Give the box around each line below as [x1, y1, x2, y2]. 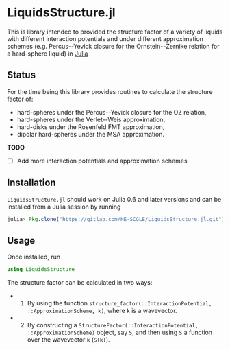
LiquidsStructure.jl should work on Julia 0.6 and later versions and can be [7, 195, 222, 203]
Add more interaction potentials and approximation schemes [16, 156, 188, 165]
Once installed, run [7, 253, 60, 261]
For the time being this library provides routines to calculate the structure [7, 87, 214, 95]
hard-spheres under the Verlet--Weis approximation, [16, 115, 166, 124]
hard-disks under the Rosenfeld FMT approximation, [16, 122, 165, 131]
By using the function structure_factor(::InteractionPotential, [27, 299, 212, 307]
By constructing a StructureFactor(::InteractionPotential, [27, 321, 199, 329]
